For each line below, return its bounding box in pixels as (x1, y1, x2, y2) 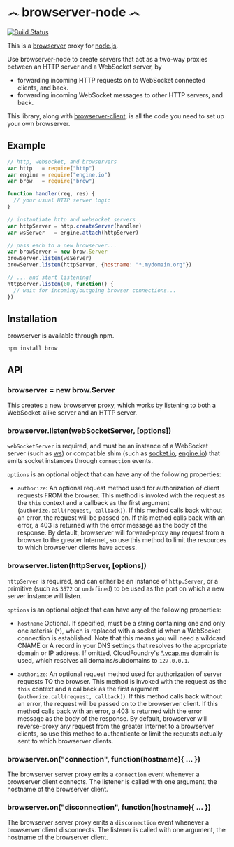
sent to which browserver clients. (17, 736, 114, 745)
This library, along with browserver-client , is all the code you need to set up (7, 111, 225, 120)
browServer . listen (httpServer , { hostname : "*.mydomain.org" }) (7, 261, 192, 268)
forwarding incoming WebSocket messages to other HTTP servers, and (17, 90, 224, 99)
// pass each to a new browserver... (7, 242, 117, 249)
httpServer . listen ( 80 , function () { (7, 280, 114, 287)
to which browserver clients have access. (17, 544, 138, 552)
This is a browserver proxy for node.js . (7, 41, 119, 50)
